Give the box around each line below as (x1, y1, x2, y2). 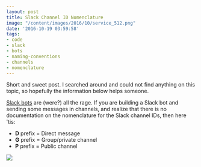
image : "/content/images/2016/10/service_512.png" (6, 20, 136, 26)
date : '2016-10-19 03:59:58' (6, 25, 79, 32)
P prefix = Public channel (14, 142, 78, 150)
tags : (6, 31, 20, 37)
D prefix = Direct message (14, 130, 81, 137)
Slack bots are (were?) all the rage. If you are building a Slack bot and (6, 99, 179, 106)
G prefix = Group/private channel (14, 136, 97, 144)
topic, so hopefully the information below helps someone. (6, 88, 149, 95)
